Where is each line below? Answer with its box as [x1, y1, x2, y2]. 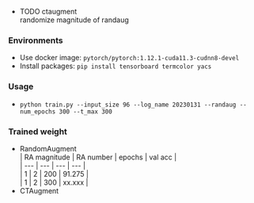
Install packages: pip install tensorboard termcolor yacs [19, 61, 212, 71]
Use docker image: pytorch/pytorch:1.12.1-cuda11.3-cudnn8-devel [19, 53, 240, 63]
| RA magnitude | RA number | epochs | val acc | [19, 152, 177, 162]
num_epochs [19, 107, 56, 116]
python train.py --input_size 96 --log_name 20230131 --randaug [19, 101, 237, 109]
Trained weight [8, 126, 67, 137]
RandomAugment [19, 144, 77, 153]
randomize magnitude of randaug [19, 15, 129, 25]
